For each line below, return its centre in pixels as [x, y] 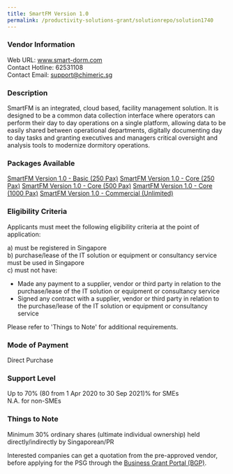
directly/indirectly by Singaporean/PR [61, 442]
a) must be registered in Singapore [57, 247]
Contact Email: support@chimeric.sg [60, 75]
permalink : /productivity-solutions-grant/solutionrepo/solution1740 [111, 20]
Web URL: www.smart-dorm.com [55, 59]
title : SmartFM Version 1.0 [48, 14]
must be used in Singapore [46, 262]
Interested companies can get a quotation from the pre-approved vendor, [113, 455]
